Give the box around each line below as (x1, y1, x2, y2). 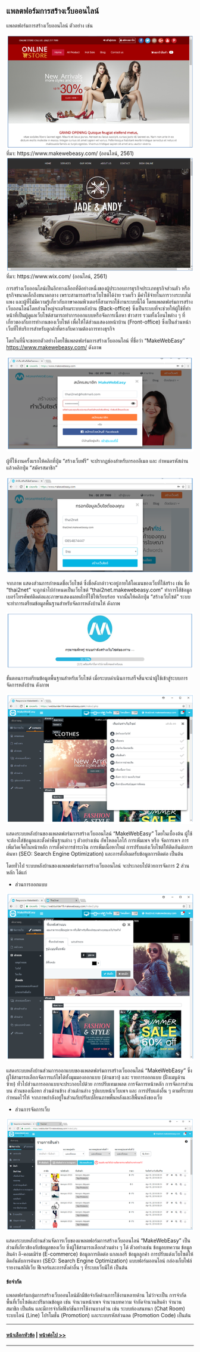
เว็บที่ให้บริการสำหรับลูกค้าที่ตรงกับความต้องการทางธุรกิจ (6, 325, 115, 332)
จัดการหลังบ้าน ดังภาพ (6, 681, 49, 688)
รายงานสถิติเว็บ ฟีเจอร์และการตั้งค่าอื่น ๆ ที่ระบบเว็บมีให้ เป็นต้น (6, 1264, 128, 1271)
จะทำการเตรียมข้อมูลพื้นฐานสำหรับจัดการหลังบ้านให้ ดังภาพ (6, 600, 120, 607)
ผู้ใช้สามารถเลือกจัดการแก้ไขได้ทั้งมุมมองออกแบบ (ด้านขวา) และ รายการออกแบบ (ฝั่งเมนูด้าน (6, 1073, 186, 1081)
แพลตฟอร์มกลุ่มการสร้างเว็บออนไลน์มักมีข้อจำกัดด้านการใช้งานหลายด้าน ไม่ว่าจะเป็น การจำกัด (6, 1292, 186, 1299)
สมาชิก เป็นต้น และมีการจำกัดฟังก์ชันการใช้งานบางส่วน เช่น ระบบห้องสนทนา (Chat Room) (6, 1305, 186, 1313)
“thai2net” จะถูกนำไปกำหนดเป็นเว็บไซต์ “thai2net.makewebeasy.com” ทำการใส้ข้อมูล (6, 587, 192, 594)
